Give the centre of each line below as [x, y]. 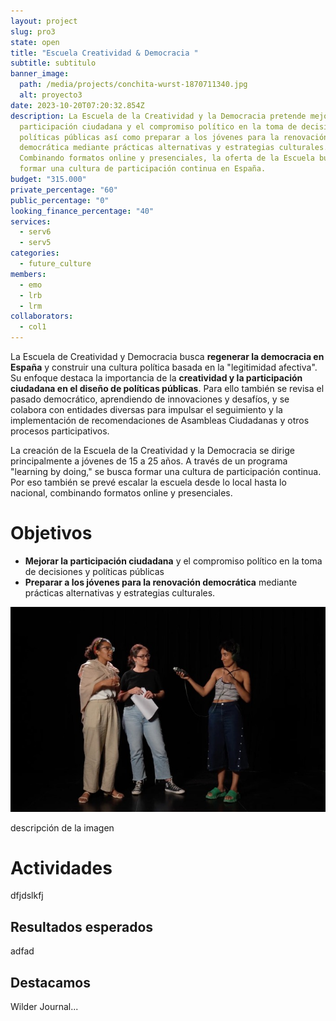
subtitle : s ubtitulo [53, 63]
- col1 [33, 327]
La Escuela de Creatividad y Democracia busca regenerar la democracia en [167, 356]
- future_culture [55, 264]
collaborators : [42, 316]
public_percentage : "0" [60, 200]
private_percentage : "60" [64, 190]
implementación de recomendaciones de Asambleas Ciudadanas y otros [160, 420]
